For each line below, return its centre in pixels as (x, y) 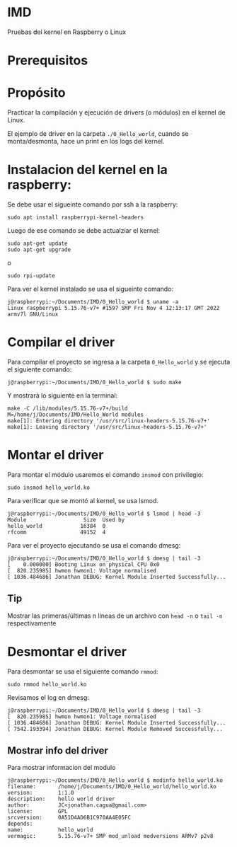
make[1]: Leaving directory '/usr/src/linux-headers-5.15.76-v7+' (107, 427)
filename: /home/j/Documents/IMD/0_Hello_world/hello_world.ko (112, 787)
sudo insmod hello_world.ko (49, 488)
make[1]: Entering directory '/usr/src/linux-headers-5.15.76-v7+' (109, 421)
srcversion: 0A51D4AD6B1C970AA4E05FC (69, 818)
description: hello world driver (61, 799)
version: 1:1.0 (41, 793)
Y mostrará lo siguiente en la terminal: (63, 395)
